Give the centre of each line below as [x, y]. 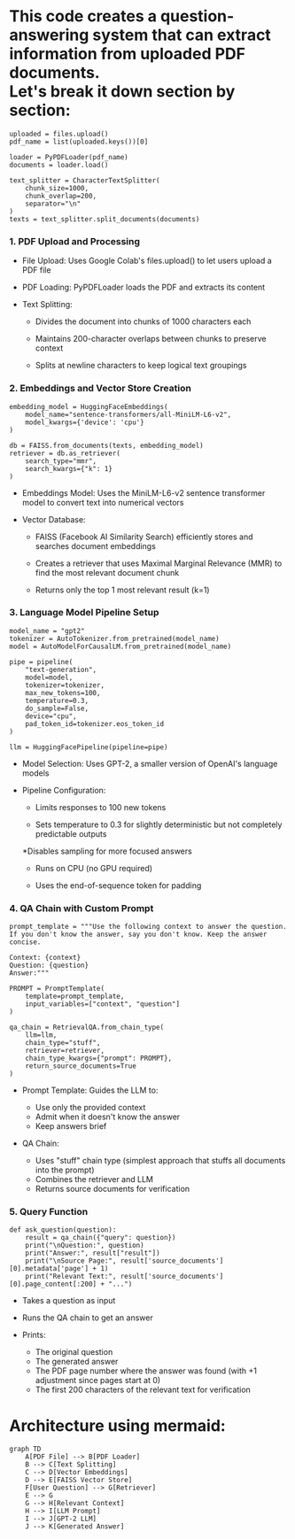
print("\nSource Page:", [71, 1261]
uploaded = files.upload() [59, 134]
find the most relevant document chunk [107, 572]
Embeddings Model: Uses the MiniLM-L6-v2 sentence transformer [144, 492]
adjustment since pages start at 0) [98, 1380]
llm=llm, [41, 1035]
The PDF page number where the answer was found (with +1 [146, 1371]
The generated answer [77, 1362]
